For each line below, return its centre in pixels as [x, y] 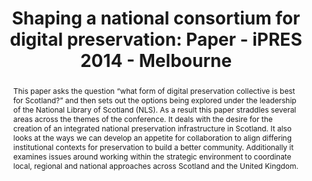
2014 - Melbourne [156, 61]
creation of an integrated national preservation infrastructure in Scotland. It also [152, 128]
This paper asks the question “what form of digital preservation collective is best [154, 90]
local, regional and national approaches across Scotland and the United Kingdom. [155, 165]
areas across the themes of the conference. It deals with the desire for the [142, 118]
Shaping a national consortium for [156, 18]
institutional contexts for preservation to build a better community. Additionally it [153, 147]
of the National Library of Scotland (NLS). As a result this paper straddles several [154, 109]
